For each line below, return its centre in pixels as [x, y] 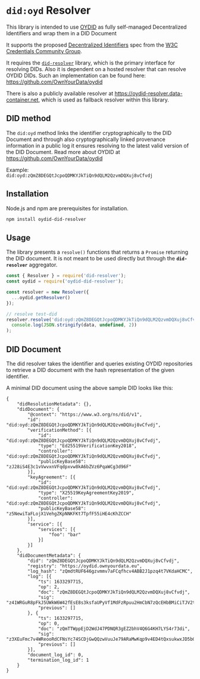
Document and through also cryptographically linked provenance [86, 139]
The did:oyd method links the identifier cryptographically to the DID [89, 133]
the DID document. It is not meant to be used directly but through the [91, 259]
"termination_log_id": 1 [58, 660]
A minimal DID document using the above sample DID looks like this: [90, 388]
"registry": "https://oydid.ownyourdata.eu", [85, 566]
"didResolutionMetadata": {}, [54, 404]
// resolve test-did [32, 314]
